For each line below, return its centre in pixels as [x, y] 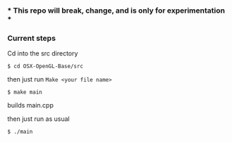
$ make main [25, 92]
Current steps [32, 38]
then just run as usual [38, 119]
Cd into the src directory [43, 53]
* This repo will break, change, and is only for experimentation [116, 11]
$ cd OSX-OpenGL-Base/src [45, 66]
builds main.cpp [31, 105]
